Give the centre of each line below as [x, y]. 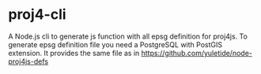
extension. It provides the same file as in [74, 53]
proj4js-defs [28, 61]
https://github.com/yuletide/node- [197, 53]
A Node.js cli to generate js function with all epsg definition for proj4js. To [128, 36]
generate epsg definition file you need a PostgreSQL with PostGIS [115, 44]
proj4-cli [37, 15]
